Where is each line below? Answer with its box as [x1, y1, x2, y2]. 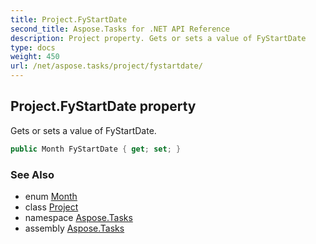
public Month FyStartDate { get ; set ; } [10, 144, 182, 154]
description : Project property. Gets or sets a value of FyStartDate [10, 33, 307, 43]
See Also [10, 167, 55, 181]
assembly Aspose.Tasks [24, 222, 125, 234]
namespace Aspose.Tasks [24, 211, 133, 223]
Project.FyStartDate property [10, 98, 197, 115]
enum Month [24, 190, 78, 202]
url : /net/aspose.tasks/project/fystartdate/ [10, 61, 203, 71]
